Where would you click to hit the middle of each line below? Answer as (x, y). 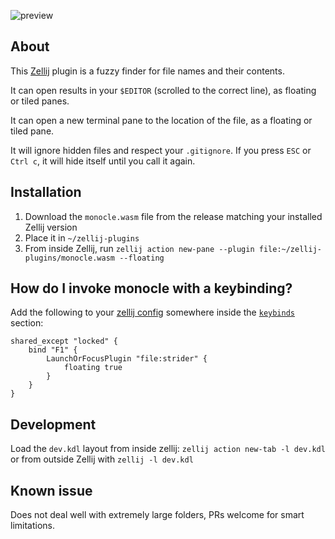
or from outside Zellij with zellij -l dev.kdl (102, 459)
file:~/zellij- (290, 249)
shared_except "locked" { (64, 341)
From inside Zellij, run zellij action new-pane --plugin (139, 248)
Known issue (51, 490)
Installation (46, 192)
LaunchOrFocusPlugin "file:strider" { (127, 359)
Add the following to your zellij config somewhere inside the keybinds (152, 312)
